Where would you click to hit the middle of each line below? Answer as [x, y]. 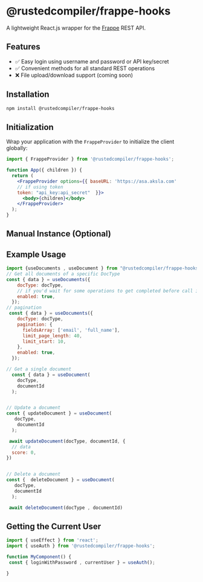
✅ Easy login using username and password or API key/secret [92, 61]
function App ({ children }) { [44, 170]
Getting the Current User [54, 526]
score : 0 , [24, 452]
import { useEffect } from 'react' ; [52, 540]
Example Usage [36, 254]
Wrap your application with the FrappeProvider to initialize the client [90, 142]
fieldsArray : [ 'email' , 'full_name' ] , [71, 330]
